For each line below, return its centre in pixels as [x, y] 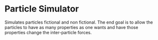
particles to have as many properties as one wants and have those [71, 27]
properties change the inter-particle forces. [48, 32]
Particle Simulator [42, 9]
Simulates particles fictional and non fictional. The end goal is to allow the [79, 22]
